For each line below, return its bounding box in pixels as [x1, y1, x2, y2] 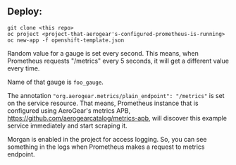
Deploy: [7, 6, 42, 18]
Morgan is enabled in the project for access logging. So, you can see [7, 135, 207, 143]
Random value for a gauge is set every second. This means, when [7, 49, 199, 57]
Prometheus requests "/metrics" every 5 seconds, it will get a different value [7, 56, 229, 65]
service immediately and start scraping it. [7, 121, 128, 130]
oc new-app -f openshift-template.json [7, 37, 125, 44]
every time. [7, 63, 40, 73]
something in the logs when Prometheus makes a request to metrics [7, 142, 205, 151]
